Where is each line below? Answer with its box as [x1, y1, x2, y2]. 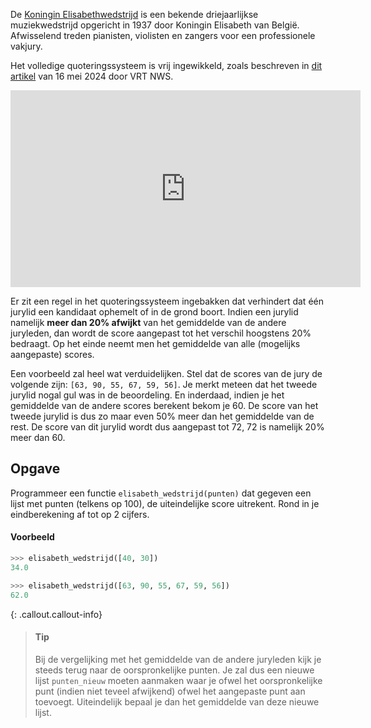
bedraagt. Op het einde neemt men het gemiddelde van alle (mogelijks [10, 338, 301, 349]
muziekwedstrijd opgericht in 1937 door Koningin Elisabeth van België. [10, 19, 300, 31]
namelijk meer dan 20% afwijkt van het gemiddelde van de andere [10, 317, 287, 328]
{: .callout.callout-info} [10, 608, 103, 620]
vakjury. [10, 40, 43, 52]
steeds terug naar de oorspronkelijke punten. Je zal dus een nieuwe [34, 664, 315, 676]
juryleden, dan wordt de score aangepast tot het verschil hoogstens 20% [10, 327, 312, 339]
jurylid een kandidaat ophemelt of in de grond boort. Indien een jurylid [10, 306, 299, 318]
